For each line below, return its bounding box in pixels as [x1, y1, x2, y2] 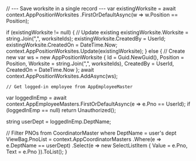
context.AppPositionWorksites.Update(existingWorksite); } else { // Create [6, 48, 185, 55]
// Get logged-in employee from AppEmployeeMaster [6, 84, 133, 90]
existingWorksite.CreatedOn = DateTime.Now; [6, 41, 118, 48]
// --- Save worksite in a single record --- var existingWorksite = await [6, 5, 176, 12]
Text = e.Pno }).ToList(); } [6, 148, 68, 155]
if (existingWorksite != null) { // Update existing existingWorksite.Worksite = [6, 29, 189, 36]
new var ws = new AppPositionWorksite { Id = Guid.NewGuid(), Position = [6, 54, 184, 61]
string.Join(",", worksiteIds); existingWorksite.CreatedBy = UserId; [6, 35, 166, 42]
